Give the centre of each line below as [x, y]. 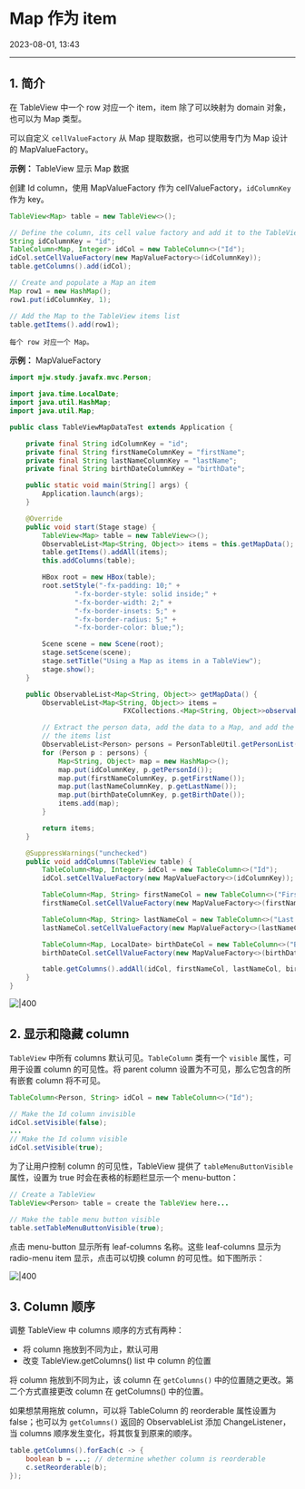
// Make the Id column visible [69, 1140]
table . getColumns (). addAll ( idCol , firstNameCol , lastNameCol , [162, 969]
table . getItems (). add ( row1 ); [64, 324]
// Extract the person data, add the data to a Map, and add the [168, 728]
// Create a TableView [52, 1195]
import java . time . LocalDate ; [64, 394]
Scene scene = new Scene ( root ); [103, 644]
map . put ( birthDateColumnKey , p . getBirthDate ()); [152, 795]
